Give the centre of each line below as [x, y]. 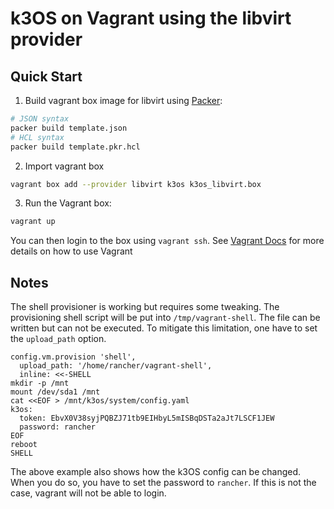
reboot [24, 445]
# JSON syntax [40, 119]
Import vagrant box [64, 166]
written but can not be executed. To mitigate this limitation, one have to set [164, 328]
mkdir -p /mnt [40, 383]
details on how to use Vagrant [71, 251]
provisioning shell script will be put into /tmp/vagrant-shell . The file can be [165, 318]
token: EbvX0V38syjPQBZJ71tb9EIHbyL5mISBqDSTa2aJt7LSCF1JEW [147, 418]
